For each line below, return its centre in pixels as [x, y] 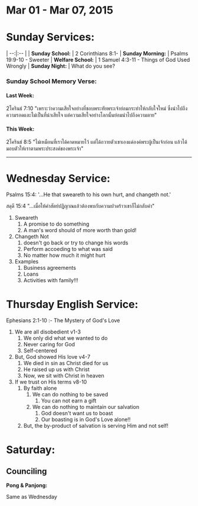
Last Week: [20, 95]
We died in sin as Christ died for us [66, 363]
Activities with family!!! [51, 280]
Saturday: [31, 450]
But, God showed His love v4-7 [52, 357]
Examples [27, 262]
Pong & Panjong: [27, 485]
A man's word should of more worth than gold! [80, 230]
